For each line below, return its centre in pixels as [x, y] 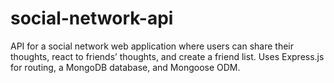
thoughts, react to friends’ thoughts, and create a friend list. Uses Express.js [167, 56]
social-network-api [92, 18]
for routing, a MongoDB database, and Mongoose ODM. [125, 67]
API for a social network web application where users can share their [152, 46]
